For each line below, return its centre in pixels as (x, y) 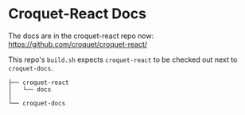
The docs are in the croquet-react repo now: (81, 36)
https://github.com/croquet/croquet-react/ (78, 44)
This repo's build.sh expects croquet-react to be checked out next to (123, 59)
